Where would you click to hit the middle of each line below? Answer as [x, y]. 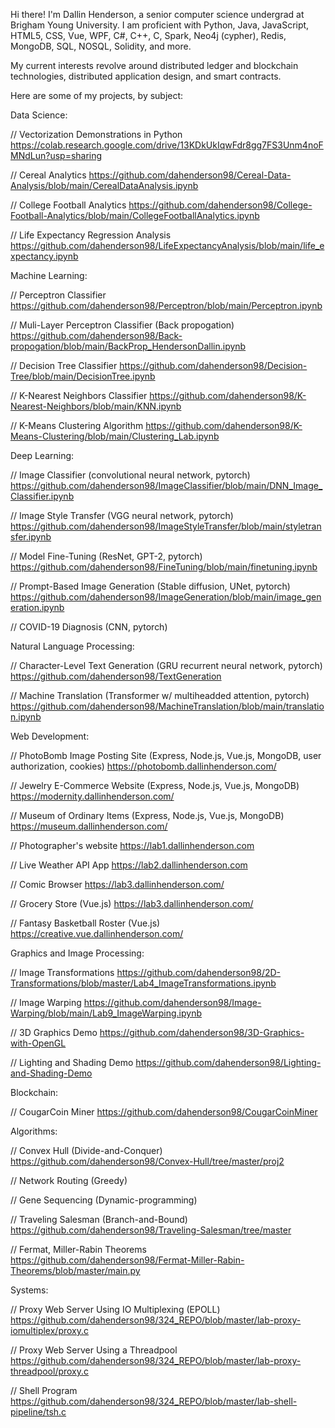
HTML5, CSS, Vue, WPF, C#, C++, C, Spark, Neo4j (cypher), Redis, [148, 35]
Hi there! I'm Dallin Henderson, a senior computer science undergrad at [157, 14]
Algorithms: [34, 1131]
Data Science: [39, 115]
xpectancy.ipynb [44, 256]
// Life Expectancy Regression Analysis [91, 235]
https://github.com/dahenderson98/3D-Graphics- [202, 1032]
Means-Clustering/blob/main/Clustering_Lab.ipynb [115, 436]
